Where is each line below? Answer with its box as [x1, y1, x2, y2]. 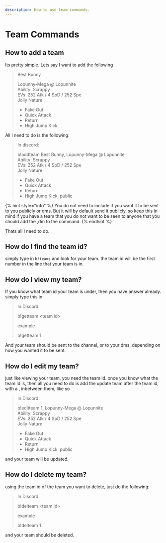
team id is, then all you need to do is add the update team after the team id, [5, 381, 159, 387]
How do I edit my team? [5, 362, 79, 370]
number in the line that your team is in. [5, 261, 84, 267]
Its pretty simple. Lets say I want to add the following [5, 62, 113, 68]
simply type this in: [5, 294, 44, 300]
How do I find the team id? [5, 243, 88, 251]
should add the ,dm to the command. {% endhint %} [5, 218, 112, 224]
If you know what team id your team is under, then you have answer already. [5, 288, 162, 294]
